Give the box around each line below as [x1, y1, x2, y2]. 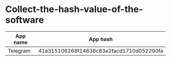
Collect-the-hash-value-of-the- [5, 4, 144, 15]
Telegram [8, 47, 31, 54]
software [5, 14, 44, 26]
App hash [89, 35, 113, 42]
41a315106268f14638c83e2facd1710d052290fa [38, 47, 163, 54]
